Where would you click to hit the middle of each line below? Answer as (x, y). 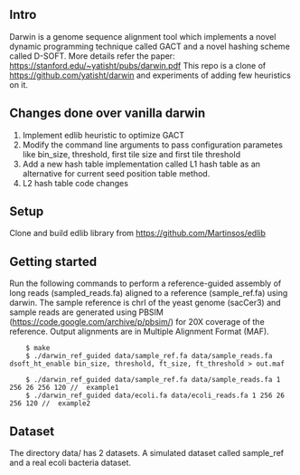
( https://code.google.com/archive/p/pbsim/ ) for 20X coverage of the (137, 322)
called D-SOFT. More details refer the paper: (92, 56)
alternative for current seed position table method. (116, 173)
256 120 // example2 (50, 404)
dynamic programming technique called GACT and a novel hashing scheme (150, 46)
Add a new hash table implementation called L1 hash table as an (141, 164)
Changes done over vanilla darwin (108, 114)
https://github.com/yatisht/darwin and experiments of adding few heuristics (150, 75)
